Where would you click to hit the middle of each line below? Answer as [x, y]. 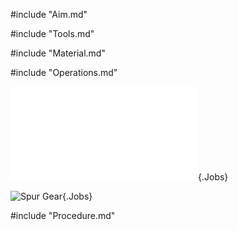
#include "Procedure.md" [63, 215]
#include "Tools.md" [52, 33]
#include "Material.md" [58, 53]
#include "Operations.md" [64, 72]
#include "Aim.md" [49, 14]
